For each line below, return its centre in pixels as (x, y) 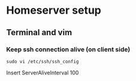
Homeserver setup (54, 10)
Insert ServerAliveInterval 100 (43, 73)
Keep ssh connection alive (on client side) (68, 49)
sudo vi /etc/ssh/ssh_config (43, 61)
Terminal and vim (39, 32)
